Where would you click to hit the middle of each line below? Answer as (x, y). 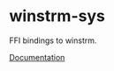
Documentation (37, 57)
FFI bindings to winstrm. (53, 40)
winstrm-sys (57, 16)
